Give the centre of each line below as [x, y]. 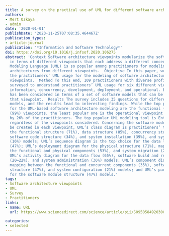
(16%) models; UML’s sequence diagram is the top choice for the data [85, 141]
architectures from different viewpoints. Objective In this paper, [84, 71]
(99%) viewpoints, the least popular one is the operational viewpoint [87, 113]
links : [12, 203]
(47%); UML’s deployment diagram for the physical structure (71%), [83, 146]
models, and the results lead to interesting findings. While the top [85, 104]
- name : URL [18, 207]
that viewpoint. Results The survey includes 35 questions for [78, 99]
